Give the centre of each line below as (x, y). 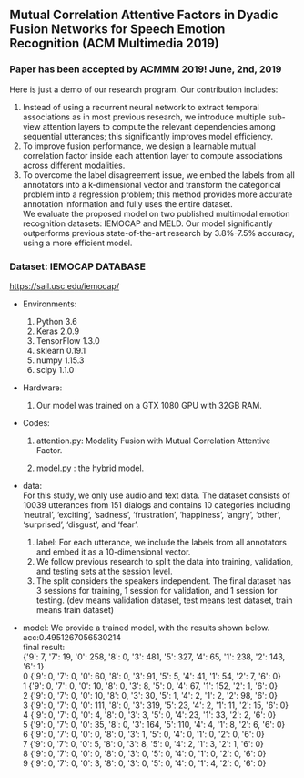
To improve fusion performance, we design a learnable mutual (139, 146)
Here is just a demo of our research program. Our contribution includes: (144, 89)
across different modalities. (74, 165)
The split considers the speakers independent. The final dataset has (164, 581)
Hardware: (42, 388)
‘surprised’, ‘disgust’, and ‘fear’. (81, 524)
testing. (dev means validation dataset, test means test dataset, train (164, 600)
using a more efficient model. (77, 243)
